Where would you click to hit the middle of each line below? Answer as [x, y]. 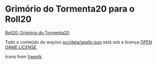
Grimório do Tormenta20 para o [70, 9]
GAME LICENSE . [21, 47]
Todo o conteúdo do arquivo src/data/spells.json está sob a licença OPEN [79, 42]
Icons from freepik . [24, 56]
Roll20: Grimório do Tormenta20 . [38, 32]
